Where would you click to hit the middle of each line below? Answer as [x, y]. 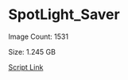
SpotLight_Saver [64, 15]
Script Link [26, 67]
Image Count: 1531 [39, 36]
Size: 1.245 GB [32, 51]
